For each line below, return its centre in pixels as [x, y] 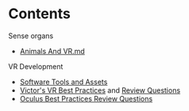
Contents [40, 14]
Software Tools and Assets [64, 82]
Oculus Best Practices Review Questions [86, 98]
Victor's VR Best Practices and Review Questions [100, 90]
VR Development [36, 66]
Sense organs [31, 36]
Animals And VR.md [52, 51]
